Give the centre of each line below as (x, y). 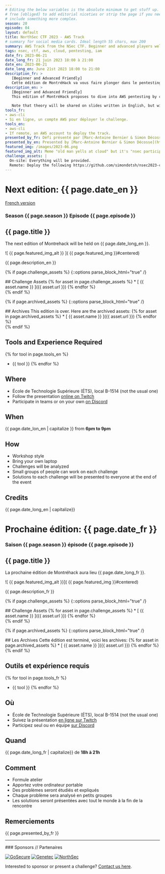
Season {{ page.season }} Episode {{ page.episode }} (70, 216)
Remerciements (30, 821)
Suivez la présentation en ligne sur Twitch (55, 720)
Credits (17, 497)
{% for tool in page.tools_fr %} (36, 678)
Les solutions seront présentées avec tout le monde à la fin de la (77, 801)
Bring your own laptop (35, 461)
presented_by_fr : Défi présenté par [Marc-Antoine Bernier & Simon (76, 138)
